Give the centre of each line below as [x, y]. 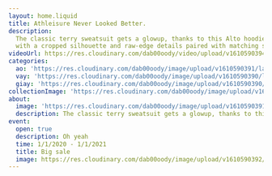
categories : [28, 62]
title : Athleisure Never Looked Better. [78, 24]
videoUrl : [25, 54]
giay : [25, 84]
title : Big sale [43, 152]
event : [19, 122]
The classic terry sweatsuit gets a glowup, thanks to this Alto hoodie [141, 39]
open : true [34, 129]
